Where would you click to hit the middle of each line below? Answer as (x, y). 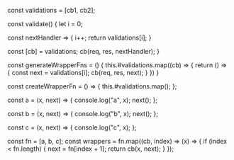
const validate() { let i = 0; (45, 24)
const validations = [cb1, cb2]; (51, 10)
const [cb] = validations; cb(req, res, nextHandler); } (84, 51)
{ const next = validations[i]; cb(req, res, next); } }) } (83, 73)
